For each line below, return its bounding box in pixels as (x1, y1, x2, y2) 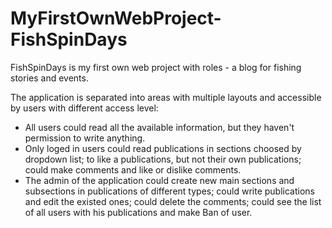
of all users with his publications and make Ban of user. (24, 206, 253, 218)
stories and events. (10, 72, 89, 84)
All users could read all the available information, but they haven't (24, 121, 295, 133)
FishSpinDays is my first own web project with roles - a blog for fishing (10, 61, 302, 73)
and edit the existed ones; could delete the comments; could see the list (24, 195, 322, 207)
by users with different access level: (10, 102, 159, 114)
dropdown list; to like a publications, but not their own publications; (24, 153, 302, 165)
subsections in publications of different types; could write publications (24, 185, 315, 197)
